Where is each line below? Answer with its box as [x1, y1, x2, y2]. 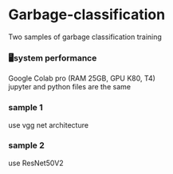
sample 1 [8, 102, 44, 113]
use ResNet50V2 [8, 158, 64, 168]
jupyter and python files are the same [8, 82, 132, 92]
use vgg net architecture [8, 120, 89, 129]
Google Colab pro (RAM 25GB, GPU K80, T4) [8, 73, 155, 83]
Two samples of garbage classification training [8, 32, 162, 42]
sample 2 [8, 140, 45, 151]
